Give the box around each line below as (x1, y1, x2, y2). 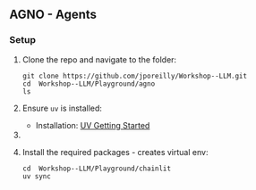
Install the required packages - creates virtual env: (21, 146, 209, 157)
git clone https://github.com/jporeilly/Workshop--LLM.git (21, 71, 248, 80)
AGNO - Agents (9, 7, 97, 22)
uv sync (21, 171, 51, 181)
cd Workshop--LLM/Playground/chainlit (21, 164, 172, 173)
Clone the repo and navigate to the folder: (21, 54, 177, 65)
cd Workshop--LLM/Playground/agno (21, 79, 156, 88)
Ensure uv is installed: (21, 103, 103, 113)
